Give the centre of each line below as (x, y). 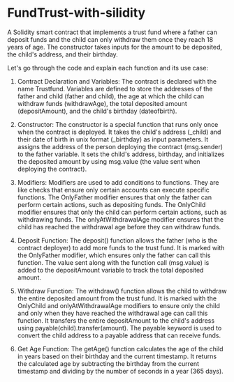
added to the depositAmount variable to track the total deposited (110, 270)
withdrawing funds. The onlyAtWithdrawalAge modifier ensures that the (120, 219)
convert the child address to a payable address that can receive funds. (119, 335)
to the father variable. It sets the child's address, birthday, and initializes (121, 154)
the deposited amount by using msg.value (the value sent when (109, 161)
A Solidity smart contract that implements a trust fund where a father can (112, 32)
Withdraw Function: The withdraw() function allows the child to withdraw (122, 291)
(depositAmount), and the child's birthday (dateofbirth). (97, 111)
